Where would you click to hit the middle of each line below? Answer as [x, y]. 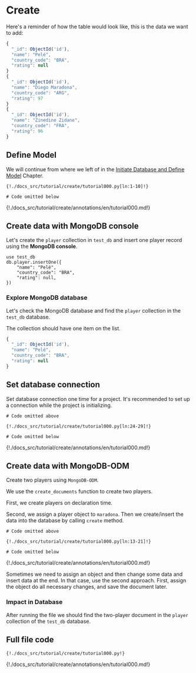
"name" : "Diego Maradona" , [44, 87]
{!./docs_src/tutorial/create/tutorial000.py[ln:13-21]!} [79, 542]
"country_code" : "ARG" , [40, 93]
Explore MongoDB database [47, 298]
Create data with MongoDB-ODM [68, 466]
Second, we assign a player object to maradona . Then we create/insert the [95, 514]
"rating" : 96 [27, 131]
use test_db [21, 257]
